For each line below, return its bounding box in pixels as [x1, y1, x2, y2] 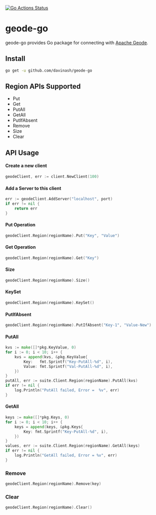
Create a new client [5, 162, 47, 169]
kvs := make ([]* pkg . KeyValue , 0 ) [5, 345, 76, 350]
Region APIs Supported [5, 82, 81, 91]
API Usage [5, 148, 39, 157]
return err [14, 206, 38, 211]
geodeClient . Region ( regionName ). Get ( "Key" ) [5, 255, 99, 261]
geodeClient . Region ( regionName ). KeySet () [5, 300, 95, 306]
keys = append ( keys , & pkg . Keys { [14, 424, 83, 429]
